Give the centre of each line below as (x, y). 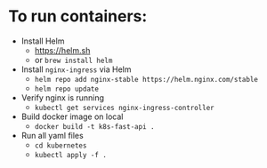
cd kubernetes (61, 145)
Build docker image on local (72, 116)
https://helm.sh (62, 50)
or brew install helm (73, 60)
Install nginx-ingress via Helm (76, 69)
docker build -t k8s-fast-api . (94, 126)
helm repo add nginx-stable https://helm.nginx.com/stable (146, 79)
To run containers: (78, 16)
